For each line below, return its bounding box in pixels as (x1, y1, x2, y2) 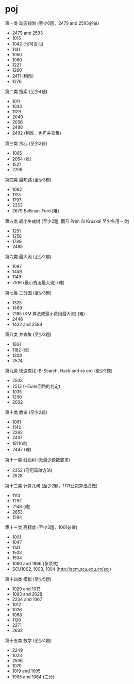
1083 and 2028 (12, 591, 43, 597)
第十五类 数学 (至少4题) (5, 637, 52, 643)
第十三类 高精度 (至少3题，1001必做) (5, 524, 78, 530)
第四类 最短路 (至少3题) (5, 177, 52, 183)
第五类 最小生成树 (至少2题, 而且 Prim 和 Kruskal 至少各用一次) (5, 218, 130, 224)
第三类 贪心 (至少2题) (5, 140, 48, 146)
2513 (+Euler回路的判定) (12, 383, 61, 389)
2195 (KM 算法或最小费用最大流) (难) (12, 311, 85, 316)
